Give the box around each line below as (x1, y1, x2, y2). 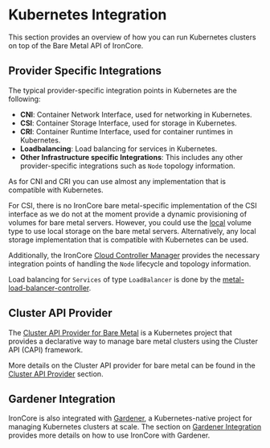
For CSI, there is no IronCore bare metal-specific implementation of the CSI (8, 200, 257, 210)
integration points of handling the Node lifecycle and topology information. (8, 259, 252, 269)
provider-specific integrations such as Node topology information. (19, 161, 235, 171)
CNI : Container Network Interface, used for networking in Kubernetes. (19, 109, 252, 119)
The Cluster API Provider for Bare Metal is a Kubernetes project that (8, 327, 233, 337)
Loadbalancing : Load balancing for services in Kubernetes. (19, 143, 218, 154)
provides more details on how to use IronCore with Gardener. (8, 430, 211, 440)
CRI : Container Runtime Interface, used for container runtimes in (19, 126, 233, 136)
